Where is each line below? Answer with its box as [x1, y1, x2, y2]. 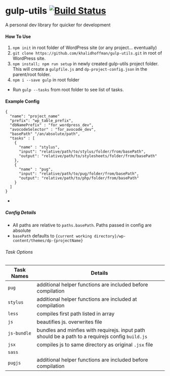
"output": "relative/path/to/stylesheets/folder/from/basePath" [18, 154, 157, 159]
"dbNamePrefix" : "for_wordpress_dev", [10, 123, 94, 128]
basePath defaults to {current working [12, 233, 92, 239]
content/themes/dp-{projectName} [12, 238, 83, 244]
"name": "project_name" [10, 114, 60, 119]
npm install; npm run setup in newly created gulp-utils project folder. [12, 61, 159, 67]
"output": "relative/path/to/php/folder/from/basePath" [18, 176, 139, 181]
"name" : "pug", [18, 167, 53, 172]
